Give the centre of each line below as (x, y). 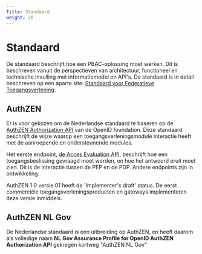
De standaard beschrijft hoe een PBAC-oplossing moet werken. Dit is (92, 64)
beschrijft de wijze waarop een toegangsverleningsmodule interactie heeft (99, 136)
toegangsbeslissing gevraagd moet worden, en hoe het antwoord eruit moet (101, 161)
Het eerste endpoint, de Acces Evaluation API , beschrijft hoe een (87, 154)
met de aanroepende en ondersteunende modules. (70, 143)
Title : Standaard (28, 12)
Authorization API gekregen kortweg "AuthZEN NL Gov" (77, 245)
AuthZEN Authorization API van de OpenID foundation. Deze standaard (94, 130)
